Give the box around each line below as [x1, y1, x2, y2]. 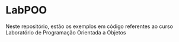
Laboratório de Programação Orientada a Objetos [5, 29, 126, 36]
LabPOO [5, 3, 47, 17]
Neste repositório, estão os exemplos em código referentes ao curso [5, 23, 173, 30]
